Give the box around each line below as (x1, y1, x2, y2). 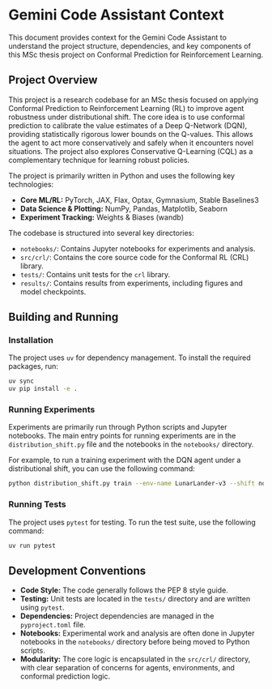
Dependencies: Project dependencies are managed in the (19, 611, 215, 621)
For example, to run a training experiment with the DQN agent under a (8, 456, 241, 465)
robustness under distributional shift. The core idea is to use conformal (8, 112, 245, 122)
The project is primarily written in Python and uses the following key (8, 170, 236, 180)
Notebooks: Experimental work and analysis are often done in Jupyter (19, 628, 255, 638)
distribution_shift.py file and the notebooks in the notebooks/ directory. (8, 439, 254, 449)
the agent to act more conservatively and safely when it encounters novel (8, 138, 253, 148)
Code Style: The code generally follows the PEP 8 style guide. (19, 585, 228, 595)
